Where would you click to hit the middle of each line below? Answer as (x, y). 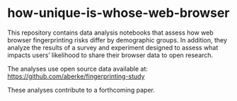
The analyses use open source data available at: (78, 69)
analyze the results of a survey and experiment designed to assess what (113, 47)
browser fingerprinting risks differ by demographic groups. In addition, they (117, 40)
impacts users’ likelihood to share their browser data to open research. (110, 55)
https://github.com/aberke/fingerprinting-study (76, 76)
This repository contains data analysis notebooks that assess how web (110, 32)
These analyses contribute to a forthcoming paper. (81, 90)
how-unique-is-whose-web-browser (118, 13)
